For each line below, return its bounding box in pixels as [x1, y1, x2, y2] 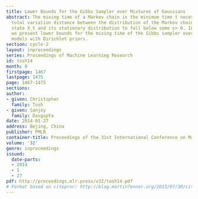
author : [6, 91, 25, 97]
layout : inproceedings [6, 47, 62, 53]
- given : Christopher [6, 96, 60, 102]
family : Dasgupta [11, 112, 54, 118]
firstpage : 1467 [6, 69, 46, 75]
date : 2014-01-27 [6, 118, 49, 124]
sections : [6, 85, 31, 91]
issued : [6, 151, 25, 157]
